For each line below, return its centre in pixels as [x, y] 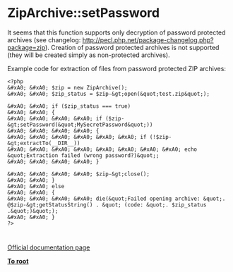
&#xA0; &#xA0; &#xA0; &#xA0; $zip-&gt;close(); [79, 174]
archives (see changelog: [44, 39]
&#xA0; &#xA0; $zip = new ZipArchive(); [68, 87]
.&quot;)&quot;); [33, 211]
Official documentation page [49, 247]
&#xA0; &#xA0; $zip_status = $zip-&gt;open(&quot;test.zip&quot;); [109, 94]
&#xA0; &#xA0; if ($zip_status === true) [69, 106]
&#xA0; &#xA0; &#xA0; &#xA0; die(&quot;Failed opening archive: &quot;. [116, 199]
